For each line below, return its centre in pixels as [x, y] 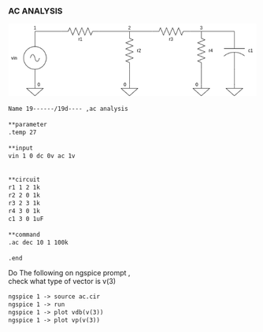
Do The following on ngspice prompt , [69, 273]
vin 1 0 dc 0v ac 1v [42, 156]
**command [24, 235]
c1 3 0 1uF [26, 219]
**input [21, 148]
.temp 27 [22, 133]
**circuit [24, 180]
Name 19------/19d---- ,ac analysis [68, 109]
